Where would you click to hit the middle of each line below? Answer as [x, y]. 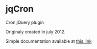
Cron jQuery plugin [25, 22]
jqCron [20, 9]
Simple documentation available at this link [49, 41]
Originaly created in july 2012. [36, 32]
